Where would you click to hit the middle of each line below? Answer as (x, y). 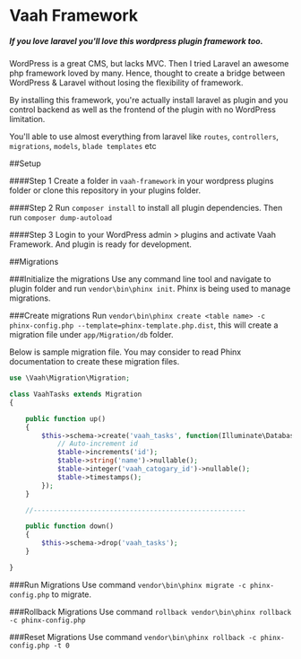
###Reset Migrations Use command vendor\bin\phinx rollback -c (133, 637)
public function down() (70, 526)
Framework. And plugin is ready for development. (101, 244)
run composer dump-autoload (61, 217)
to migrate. (72, 594)
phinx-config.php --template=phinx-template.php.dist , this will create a (144, 325)
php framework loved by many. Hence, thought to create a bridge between (147, 74)
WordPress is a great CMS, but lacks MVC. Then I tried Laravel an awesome (149, 64)
